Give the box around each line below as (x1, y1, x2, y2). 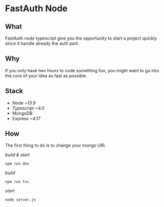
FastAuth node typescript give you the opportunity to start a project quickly (5, 35, 157, 41)
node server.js (5, 197, 36, 203)
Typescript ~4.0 (12, 105, 45, 111)
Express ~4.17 (12, 115, 41, 121)
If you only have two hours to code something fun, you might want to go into (5, 67, 159, 73)
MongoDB (12, 110, 33, 116)
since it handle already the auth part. (5, 41, 79, 46)
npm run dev (5, 162, 29, 166)
